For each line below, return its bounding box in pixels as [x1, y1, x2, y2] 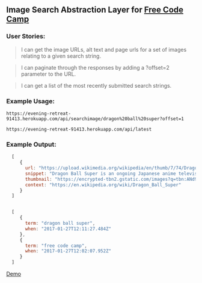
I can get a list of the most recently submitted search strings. [20, 82, 172, 89]
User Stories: [6, 32, 46, 41]
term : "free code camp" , [25, 243, 87, 249]
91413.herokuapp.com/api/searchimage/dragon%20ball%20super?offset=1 [6, 115, 185, 122]
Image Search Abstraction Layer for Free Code [6, 5, 184, 15]
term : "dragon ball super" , [25, 221, 96, 227]
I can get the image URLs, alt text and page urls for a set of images [20, 46, 187, 53]
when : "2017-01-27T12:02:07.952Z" [25, 248, 112, 254]
